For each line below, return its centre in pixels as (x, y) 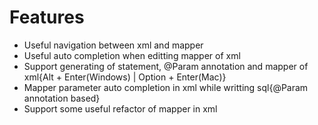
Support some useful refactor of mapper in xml (120, 108)
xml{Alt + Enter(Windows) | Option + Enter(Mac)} (125, 77)
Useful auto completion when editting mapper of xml (132, 55)
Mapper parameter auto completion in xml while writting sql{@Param (166, 87)
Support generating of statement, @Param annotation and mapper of (166, 66)
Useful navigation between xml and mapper (113, 45)
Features (47, 17)
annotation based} (62, 98)
